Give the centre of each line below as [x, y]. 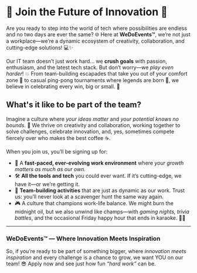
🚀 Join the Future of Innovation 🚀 [87, 12]
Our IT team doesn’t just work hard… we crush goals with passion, [86, 61]
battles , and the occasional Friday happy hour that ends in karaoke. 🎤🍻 [100, 218]
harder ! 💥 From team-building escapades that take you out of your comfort [97, 73]
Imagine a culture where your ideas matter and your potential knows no [92, 119]
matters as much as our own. [50, 169]
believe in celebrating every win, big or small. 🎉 [63, 86]
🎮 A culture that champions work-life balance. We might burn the [94, 203]
